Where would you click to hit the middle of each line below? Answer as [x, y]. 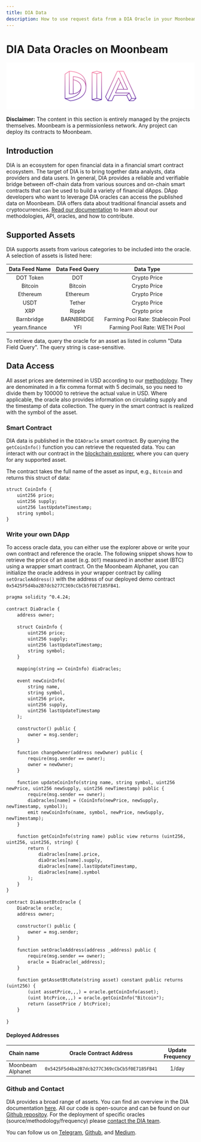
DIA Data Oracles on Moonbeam [87, 49]
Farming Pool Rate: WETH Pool [147, 328]
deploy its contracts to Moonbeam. [49, 132]
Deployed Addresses [33, 1035]
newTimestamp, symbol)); [37, 807]
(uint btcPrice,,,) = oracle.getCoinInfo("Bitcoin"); [96, 998]
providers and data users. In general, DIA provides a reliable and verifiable [98, 178]
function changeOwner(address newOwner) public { [80, 753]
